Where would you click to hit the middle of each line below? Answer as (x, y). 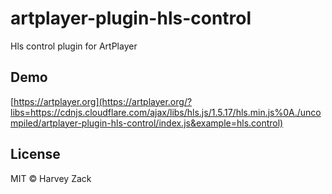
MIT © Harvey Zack (51, 178)
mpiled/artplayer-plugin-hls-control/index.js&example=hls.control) (147, 123)
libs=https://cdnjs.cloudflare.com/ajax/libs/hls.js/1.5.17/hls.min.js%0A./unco (166, 112)
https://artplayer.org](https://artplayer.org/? (103, 101)
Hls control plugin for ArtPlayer (74, 46)
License (35, 154)
